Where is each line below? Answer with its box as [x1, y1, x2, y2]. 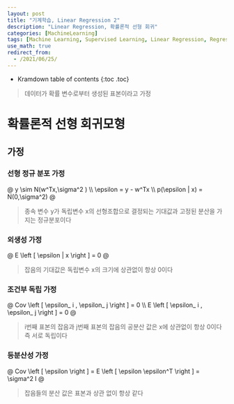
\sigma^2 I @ [7, 374, 45, 382]
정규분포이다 [37, 216, 72, 224]
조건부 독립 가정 [7, 284, 57, 294]
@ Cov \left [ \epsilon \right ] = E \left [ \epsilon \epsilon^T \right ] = [7, 367, 200, 375]
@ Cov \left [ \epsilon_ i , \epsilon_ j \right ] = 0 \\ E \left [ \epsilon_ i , [7, 301, 203, 309]
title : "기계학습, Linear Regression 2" [7, 17, 120, 24]
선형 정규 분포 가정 [7, 169, 65, 179]
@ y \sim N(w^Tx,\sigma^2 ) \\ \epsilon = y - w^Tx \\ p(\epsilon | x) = [7, 185, 203, 193]
